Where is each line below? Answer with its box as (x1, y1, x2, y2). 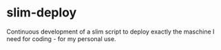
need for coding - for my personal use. (6, 34, 116, 42)
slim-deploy (6, 5, 77, 21)
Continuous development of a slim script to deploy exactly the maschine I (6, 27, 215, 36)
